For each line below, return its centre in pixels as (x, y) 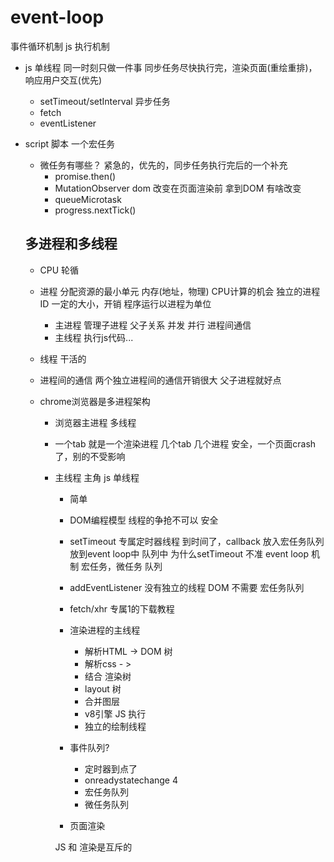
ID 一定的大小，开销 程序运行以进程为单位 (125, 303)
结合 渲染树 (108, 676)
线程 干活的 (63, 358)
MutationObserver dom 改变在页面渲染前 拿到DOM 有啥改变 (178, 188)
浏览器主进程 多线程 (95, 422)
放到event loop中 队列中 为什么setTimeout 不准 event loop (189, 553)
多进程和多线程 (71, 244)
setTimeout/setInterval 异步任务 (105, 101)
